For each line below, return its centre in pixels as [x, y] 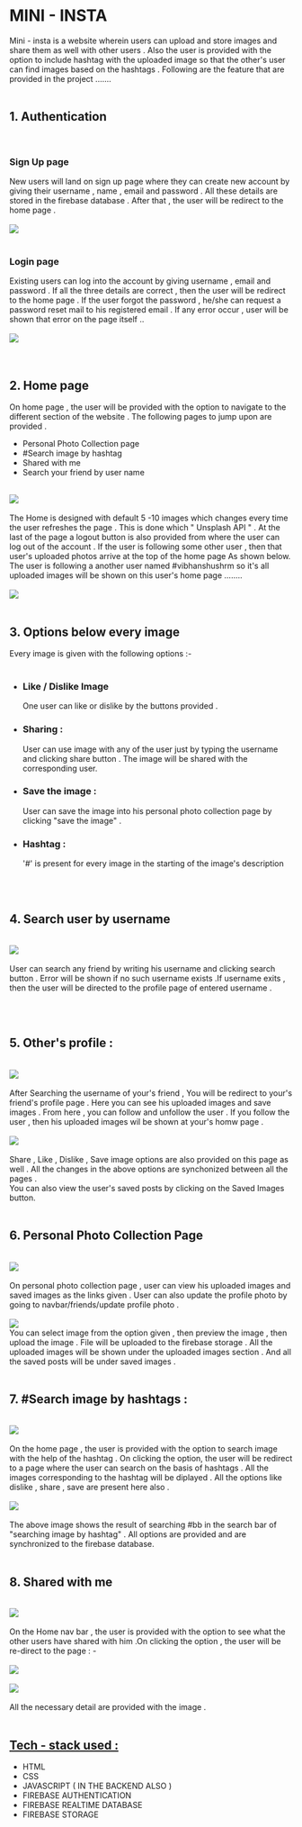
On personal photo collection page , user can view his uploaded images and [150, 1285]
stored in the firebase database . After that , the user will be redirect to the [147, 201]
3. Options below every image [94, 632]
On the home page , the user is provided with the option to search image [144, 1449]
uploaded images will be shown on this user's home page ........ [126, 575]
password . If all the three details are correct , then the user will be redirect [147, 291]
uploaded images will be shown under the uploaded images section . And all [151, 1352]
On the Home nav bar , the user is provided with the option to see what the [147, 1632]
